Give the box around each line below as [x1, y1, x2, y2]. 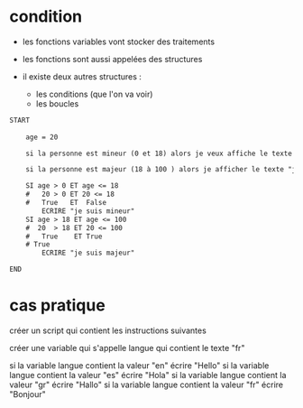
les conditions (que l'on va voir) [35, 88, 153, 99]
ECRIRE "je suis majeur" [41, 248, 135, 258]
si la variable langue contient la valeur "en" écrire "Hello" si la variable [9, 360, 270, 371]
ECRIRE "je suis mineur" [41, 206, 135, 216]
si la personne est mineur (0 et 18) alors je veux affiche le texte [25, 149, 293, 158]
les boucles [35, 97, 79, 109]
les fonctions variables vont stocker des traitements [22, 36, 215, 47]
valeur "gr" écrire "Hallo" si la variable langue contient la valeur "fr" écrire [9, 379, 284, 390]
